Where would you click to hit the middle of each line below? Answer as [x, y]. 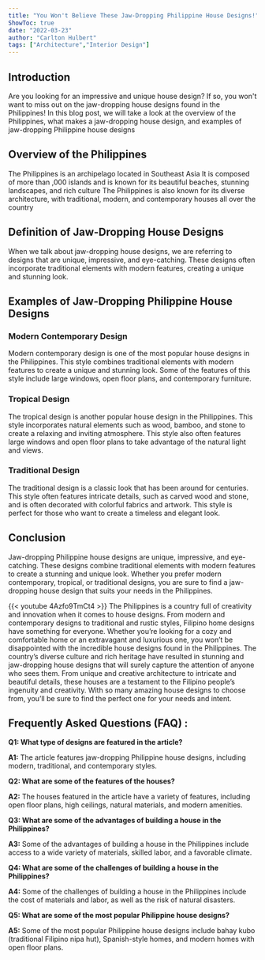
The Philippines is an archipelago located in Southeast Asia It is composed [129, 173]
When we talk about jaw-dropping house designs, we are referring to [120, 251]
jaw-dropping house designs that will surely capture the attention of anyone [131, 665]
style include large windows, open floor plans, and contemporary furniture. [130, 379]
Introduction [39, 77]
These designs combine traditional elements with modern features [148, 565]
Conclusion [37, 538]
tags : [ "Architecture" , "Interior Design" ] [79, 45]
